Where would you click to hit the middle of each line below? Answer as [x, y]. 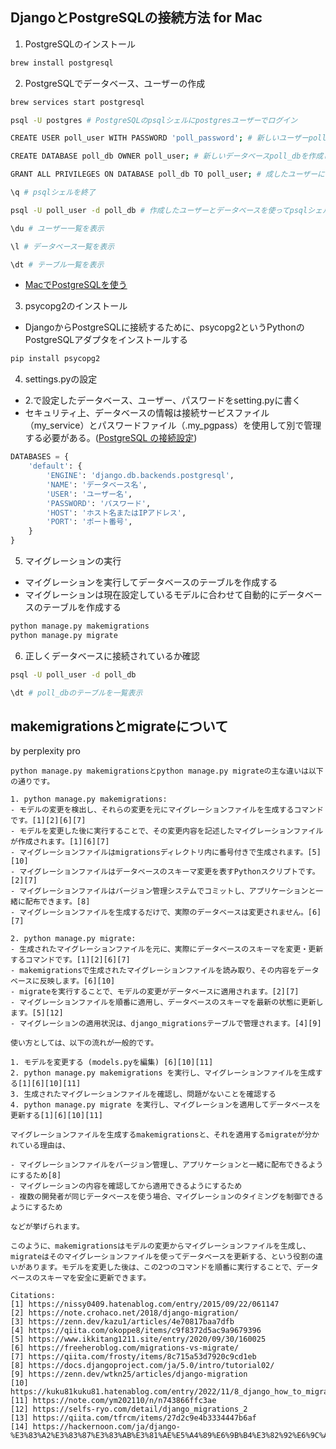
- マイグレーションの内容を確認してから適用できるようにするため [126, 1186]
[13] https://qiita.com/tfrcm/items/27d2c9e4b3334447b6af [133, 1418]
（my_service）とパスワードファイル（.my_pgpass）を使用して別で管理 [173, 425]
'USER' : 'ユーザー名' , [89, 494]
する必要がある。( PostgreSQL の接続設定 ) [111, 438]
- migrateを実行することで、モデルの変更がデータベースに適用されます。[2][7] [155, 992]
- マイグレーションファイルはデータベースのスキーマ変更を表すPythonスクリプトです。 [165, 872]
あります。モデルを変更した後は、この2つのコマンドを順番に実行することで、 [160, 1268]
